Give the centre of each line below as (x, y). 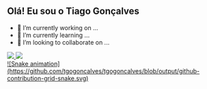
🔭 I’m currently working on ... (57, 27)
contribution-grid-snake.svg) (48, 78)
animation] (45, 64)
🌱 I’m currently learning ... (53, 35)
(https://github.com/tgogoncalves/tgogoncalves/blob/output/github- (104, 71)
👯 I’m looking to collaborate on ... (63, 42)
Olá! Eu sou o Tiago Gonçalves (73, 11)
